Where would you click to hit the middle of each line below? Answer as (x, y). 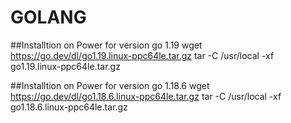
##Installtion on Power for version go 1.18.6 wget (110, 85)
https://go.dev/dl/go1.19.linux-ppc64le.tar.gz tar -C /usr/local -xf (142, 55)
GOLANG (48, 17)
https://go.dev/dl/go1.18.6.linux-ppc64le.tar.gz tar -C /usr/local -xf (146, 96)
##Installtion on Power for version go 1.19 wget (106, 45)
